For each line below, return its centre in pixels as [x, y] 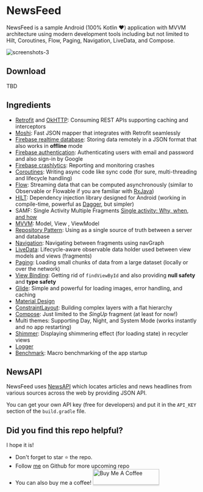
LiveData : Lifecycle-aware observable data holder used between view [103, 249]
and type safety [36, 281]
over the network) [37, 269]
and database [32, 236]
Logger [24, 346]
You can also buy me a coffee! [53, 483]
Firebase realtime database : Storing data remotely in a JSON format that [106, 139]
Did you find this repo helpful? [65, 430]
